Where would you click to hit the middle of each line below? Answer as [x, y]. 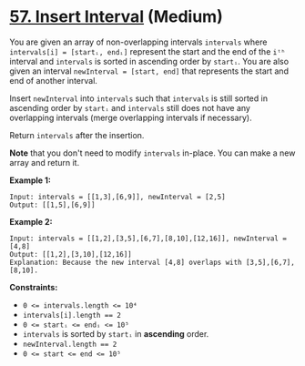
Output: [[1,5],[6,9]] [52, 205]
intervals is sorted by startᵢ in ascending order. [116, 333]
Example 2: [31, 221]
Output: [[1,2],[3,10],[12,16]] [71, 254]
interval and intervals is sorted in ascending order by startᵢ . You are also [149, 61]
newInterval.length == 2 [70, 344]
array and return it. [45, 162]
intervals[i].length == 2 [71, 315]
